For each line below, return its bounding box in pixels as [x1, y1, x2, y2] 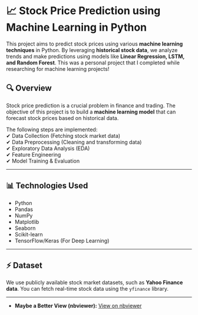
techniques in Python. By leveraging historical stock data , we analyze [6, 46, 178, 53]
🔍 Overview [6, 83, 52, 93]
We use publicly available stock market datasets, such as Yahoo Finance [6, 279, 183, 286]
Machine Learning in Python [6, 21, 147, 34]
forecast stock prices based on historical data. [6, 114, 119, 121]
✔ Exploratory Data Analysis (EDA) [6, 145, 90, 152]
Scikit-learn [14, 230, 43, 238]
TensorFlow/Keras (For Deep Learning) [14, 237, 110, 244]
